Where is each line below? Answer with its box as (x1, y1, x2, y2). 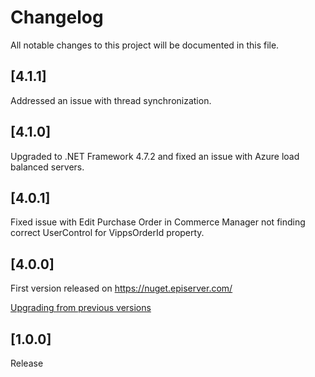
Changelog (10, 6, 104, 29)
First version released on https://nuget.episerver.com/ (10, 282, 233, 295)
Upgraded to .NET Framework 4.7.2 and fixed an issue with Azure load (10, 150, 300, 162)
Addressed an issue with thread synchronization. (10, 94, 212, 106)
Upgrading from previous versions (10, 302, 152, 314)
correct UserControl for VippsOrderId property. (10, 227, 205, 239)
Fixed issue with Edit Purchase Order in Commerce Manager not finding (10, 216, 306, 228)
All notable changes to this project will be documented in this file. (10, 39, 280, 51)
